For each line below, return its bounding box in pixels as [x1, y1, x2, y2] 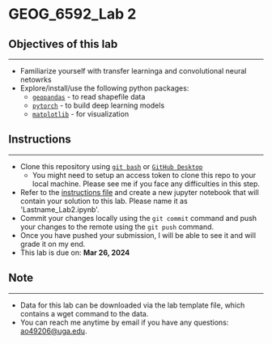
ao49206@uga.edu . [19, 325, 87, 336]
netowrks [19, 74, 52, 84]
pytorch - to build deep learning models [32, 100, 165, 110]
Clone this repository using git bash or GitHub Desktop [19, 161, 203, 171]
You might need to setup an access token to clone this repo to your [32, 170, 257, 180]
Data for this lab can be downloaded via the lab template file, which [19, 300, 245, 310]
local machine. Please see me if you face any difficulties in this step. [32, 179, 261, 189]
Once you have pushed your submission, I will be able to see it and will [19, 230, 257, 240]
